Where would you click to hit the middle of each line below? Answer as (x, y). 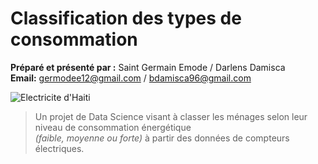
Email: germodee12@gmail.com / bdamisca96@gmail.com (131, 78)
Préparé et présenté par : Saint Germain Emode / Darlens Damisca (148, 67)
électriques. (59, 148)
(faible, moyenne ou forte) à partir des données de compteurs (162, 138)
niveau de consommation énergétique (113, 127)
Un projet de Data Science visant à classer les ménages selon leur (171, 116)
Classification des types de (126, 18)
